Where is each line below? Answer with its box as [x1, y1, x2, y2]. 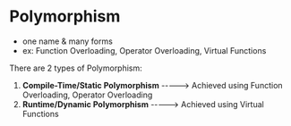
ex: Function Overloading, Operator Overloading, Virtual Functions [21, 45, 267, 55]
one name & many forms [21, 36, 114, 46]
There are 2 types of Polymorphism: [9, 63, 143, 73]
